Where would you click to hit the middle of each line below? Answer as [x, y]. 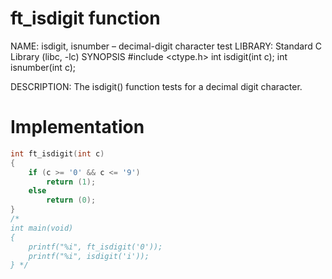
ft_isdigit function [85, 18]
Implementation [77, 127]
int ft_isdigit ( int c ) [57, 153]
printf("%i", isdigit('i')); [89, 256]
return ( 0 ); [71, 200]
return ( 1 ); [71, 182]
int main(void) [42, 228]
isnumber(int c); [43, 67]
